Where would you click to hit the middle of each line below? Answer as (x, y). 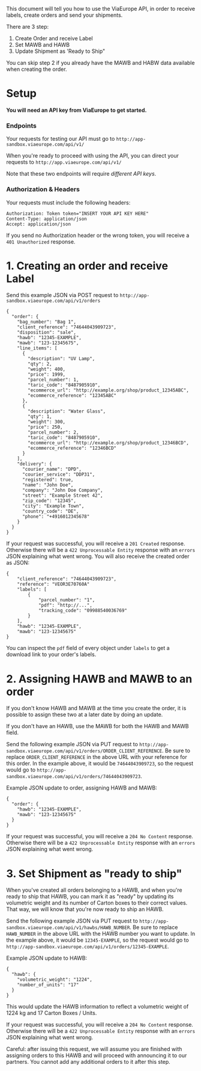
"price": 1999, (47, 375)
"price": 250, (45, 427)
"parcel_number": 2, (53, 432)
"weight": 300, (47, 422)
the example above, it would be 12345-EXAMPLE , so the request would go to (97, 940)
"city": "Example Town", (53, 506)
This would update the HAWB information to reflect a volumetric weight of (97, 1007)
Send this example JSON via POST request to (62, 295)
